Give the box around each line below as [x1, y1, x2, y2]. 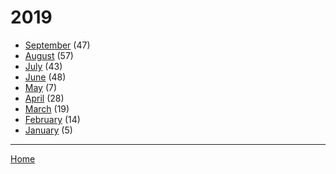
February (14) [24, 113, 81, 125]
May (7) [24, 81, 58, 93]
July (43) [24, 60, 63, 72]
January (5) [24, 124, 73, 136]
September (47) [24, 39, 91, 51]
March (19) [24, 102, 70, 115]
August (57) [24, 49, 74, 61]
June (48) [24, 71, 67, 83]
